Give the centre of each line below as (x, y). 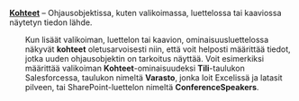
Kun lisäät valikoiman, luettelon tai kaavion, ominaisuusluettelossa (147, 40)
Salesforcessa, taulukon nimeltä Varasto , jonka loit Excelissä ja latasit (154, 78)
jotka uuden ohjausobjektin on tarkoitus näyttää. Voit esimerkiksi (145, 59)
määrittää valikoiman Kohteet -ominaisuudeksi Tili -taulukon (135, 68)
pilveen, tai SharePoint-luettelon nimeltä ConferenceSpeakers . (142, 87)
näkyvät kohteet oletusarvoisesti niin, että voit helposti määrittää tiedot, (158, 49)
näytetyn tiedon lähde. (51, 22)
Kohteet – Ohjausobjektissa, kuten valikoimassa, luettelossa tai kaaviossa (145, 13)
